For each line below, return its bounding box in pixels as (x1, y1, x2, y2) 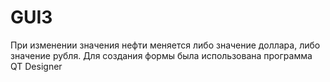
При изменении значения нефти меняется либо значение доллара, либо (10, 39, 321, 51)
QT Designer (10, 60, 63, 72)
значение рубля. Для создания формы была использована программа (10, 49, 313, 61)
